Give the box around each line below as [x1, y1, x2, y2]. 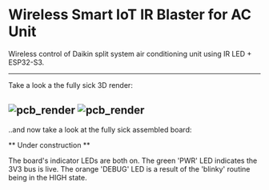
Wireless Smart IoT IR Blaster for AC [8, 6, 252, 24]
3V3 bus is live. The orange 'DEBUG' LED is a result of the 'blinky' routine [8, 164, 251, 173]
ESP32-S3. [8, 57, 45, 67]
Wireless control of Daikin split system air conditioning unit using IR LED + [8, 49, 252, 58]
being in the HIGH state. [8, 172, 87, 182]
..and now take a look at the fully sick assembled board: [8, 125, 192, 134]
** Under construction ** [8, 140, 90, 149]
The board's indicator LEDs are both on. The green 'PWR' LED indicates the [8, 156, 258, 165]
